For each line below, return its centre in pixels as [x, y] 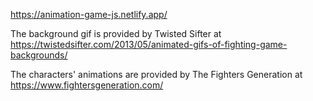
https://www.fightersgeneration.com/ [87, 85]
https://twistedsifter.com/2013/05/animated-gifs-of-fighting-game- [149, 44]
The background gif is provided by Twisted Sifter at [116, 33]
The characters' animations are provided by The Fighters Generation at [156, 74]
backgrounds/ [39, 55]
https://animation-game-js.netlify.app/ [89, 14]
